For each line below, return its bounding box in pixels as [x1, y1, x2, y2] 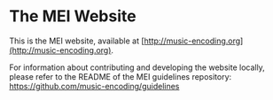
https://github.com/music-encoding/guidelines [9, 81, 180, 91]
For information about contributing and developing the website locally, [9, 62, 266, 73]
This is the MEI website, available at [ [9, 35, 144, 46]
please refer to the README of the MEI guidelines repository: [9, 71, 232, 81]
